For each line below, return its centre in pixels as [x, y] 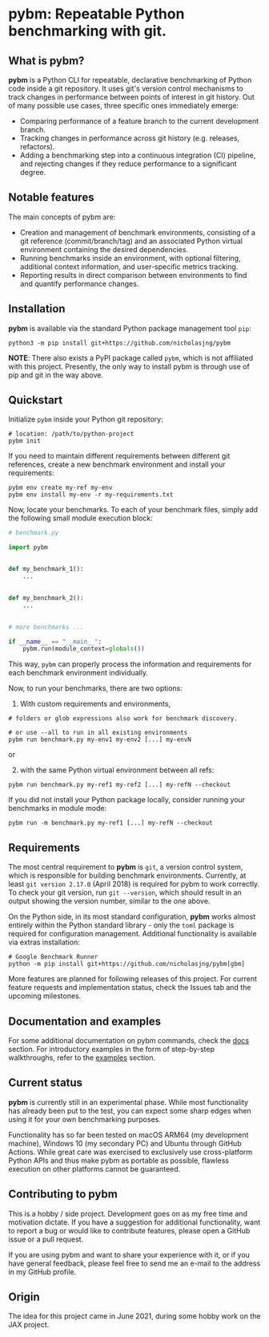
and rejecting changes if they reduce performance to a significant [128, 164]
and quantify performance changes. [79, 283]
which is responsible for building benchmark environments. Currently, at [127, 875]
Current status [45, 1083]
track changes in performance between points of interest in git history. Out [131, 97]
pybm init [25, 441]
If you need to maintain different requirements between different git [119, 456]
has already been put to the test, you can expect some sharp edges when [130, 1111]
